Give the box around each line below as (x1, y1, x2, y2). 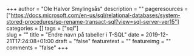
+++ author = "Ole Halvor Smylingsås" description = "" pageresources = (6, 5, 189, 12)
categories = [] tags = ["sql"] (6, 24, 79, 32)
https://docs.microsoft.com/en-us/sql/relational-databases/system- (10, 12, 181, 19)
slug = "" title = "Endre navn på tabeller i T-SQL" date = (6, 31, 145, 38)
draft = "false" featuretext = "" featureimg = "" (55, 38, 171, 44)
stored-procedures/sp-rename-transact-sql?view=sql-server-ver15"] (6, 18, 179, 25)
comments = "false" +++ (6, 44, 69, 51)
